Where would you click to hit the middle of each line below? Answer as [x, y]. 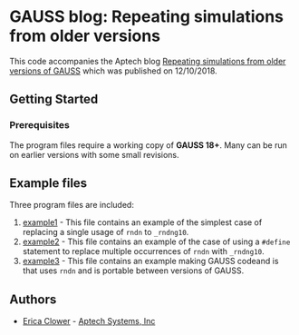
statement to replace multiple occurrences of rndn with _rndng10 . [143, 251]
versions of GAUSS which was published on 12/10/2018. [113, 71]
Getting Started [54, 99]
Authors [33, 299]
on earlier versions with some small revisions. [94, 154]
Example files [48, 183]
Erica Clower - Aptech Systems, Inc [89, 321]
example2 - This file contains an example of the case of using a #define [156, 241]
